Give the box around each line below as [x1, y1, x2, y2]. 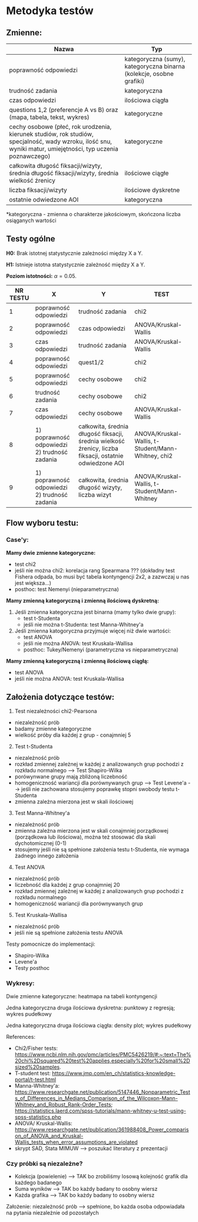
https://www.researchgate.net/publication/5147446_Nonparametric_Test [14, 1088, 190, 1095]
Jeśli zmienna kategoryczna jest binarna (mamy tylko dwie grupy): [14, 608, 176, 615]
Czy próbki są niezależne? [6, 1159, 83, 1167]
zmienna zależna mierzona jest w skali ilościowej [14, 798, 134, 805]
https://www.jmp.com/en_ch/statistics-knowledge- [52, 1069, 176, 1077]
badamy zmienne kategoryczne [14, 726, 92, 733]
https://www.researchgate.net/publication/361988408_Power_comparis [14, 1126, 189, 1133]
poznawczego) [9, 152, 51, 160]
